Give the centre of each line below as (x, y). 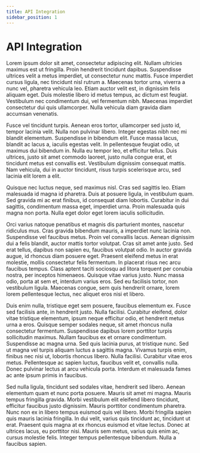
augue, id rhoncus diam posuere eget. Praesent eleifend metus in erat (92, 256)
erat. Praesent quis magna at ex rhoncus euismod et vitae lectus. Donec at (98, 425)
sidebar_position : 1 (32, 17)
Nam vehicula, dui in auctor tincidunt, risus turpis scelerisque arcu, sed (93, 170)
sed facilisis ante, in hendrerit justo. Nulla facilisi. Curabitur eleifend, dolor (97, 312)
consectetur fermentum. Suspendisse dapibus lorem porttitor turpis (89, 331)
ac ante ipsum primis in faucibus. (47, 376)
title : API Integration (36, 12)
